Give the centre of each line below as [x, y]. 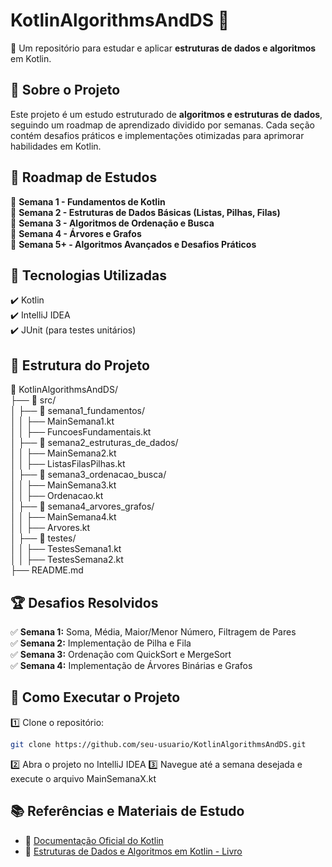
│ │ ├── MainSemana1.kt [62, 421]
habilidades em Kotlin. [56, 146]
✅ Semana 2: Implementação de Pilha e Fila [101, 643]
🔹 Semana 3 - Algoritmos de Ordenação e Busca [112, 223]
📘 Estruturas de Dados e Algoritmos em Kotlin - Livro [133, 851]
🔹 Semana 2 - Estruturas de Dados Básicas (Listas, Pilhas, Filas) [145, 212]
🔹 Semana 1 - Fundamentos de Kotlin [88, 201]
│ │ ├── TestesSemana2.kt [67, 560]
